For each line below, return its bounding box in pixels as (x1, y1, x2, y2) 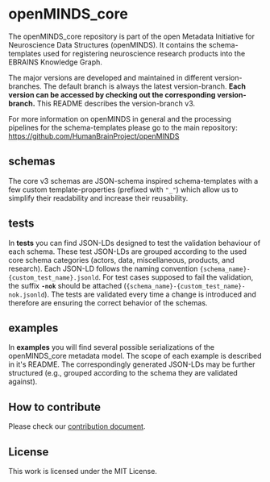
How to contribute (8, 400, 102, 413)
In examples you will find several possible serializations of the (8, 343, 215, 352)
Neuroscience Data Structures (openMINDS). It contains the (8, 39, 207, 49)
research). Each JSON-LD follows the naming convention (8, 264, 198, 273)
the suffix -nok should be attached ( (8, 280, 127, 290)
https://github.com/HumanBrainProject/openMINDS (8, 131, 180, 141)
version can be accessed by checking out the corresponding (8, 89, 216, 99)
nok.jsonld (8, 291, 45, 299)
